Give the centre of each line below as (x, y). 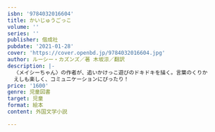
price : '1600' (28, 86)
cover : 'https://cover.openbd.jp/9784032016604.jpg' (86, 53)
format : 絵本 (25, 105)
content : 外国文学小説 (37, 112)
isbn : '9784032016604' (41, 14)
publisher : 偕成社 (33, 40)
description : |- (31, 66)
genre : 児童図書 (29, 92)
